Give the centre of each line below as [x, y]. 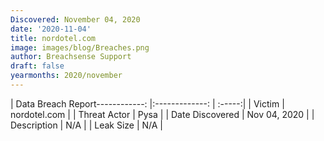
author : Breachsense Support [71, 57]
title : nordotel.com [53, 38]
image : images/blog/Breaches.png [80, 47]
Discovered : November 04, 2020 [75, 19]
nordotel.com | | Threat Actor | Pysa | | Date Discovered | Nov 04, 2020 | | [162, 114]
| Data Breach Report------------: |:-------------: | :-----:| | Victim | [147, 103]
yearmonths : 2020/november [66, 76]
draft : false [37, 66]
